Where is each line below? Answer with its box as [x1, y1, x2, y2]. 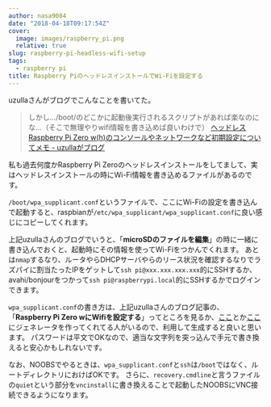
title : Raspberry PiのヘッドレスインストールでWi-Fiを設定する [8, 72, 203, 80]
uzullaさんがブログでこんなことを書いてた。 [8, 94, 156, 105]
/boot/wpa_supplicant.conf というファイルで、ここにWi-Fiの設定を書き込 [8, 197, 251, 207]
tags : [8, 57, 27, 65]
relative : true [15, 42, 67, 50]
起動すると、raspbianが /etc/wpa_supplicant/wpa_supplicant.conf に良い [15, 207, 256, 216]
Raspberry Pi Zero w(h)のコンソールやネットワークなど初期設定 [27, 132, 240, 142]
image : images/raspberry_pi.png [15, 34, 125, 43]
